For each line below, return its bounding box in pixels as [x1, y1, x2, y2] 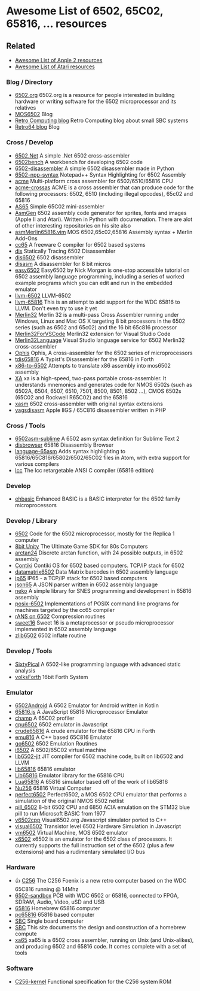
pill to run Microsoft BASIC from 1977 [14, 810, 106, 817]
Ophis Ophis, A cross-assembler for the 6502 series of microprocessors [14, 349, 193, 356]
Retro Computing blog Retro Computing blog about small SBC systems [14, 117, 189, 124]
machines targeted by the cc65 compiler [14, 607, 115, 614]
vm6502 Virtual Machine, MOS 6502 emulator [14, 829, 128, 837]
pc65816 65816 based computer [14, 911, 95, 919]
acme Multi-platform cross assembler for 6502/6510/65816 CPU [14, 177, 173, 184]
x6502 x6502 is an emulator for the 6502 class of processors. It [14, 835, 173, 842]
